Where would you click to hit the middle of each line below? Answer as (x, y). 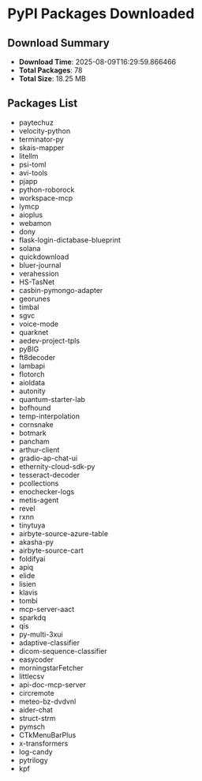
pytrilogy (33, 760)
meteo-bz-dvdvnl (47, 701)
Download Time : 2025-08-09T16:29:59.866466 (97, 62)
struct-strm (37, 718)
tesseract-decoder (49, 475)
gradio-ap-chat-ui (48, 458)
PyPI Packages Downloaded (101, 14)
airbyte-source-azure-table (63, 533)
